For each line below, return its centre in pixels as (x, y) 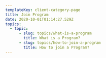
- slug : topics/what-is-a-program (55, 33)
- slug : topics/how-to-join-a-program (60, 43)
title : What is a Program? (52, 38)
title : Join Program (27, 15)
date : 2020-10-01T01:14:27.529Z (39, 19)
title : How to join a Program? (57, 47)
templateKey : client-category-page (43, 10)
